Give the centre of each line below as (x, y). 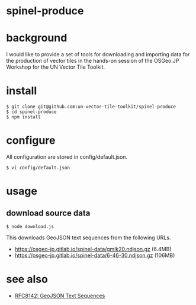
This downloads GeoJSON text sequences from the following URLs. (89, 237)
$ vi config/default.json (38, 168)
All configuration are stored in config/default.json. (67, 157)
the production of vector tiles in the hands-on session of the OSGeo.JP (93, 61)
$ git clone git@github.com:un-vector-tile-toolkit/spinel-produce (91, 107)
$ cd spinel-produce (32, 112)
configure (31, 141)
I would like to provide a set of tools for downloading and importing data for (98, 54)
